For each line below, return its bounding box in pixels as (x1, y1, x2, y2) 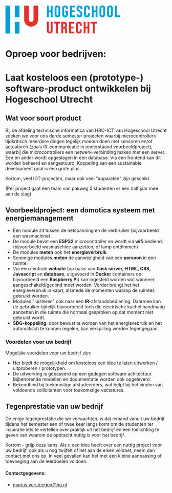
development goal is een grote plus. (5, 166, 81, 172)
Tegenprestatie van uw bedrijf (5, 402, 104, 410)
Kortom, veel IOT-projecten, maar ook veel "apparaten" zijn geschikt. (5, 175, 151, 182)
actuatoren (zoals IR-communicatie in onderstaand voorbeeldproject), (5, 144, 153, 150)
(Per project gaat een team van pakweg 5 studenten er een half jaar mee (5, 185, 159, 192)
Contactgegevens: (5, 470, 46, 476)
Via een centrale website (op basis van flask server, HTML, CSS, (12, 266, 151, 272)
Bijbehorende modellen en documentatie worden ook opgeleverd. (12, 376, 152, 382)
